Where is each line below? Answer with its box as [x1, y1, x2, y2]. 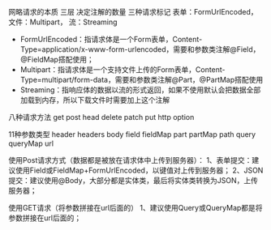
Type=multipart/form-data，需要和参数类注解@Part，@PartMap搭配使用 [19, 75, 264, 84]
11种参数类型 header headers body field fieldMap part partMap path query [8, 130, 256, 139]
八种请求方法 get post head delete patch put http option [8, 113, 195, 121]
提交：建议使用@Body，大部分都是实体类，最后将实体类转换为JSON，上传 [8, 176, 258, 185]
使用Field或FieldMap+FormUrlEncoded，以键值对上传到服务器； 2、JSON [15, 165, 264, 175]
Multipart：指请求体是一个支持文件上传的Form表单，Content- [19, 65, 226, 75]
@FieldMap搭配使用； [19, 55, 95, 64]
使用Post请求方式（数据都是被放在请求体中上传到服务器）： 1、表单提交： [8, 155, 252, 164]
